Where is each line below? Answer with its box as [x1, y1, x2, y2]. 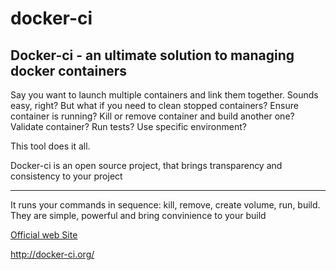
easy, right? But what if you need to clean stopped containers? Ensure [10, 100, 299, 111]
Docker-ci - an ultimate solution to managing [10, 47, 295, 64]
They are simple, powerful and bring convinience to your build [10, 210, 267, 221]
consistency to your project [10, 170, 123, 182]
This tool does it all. [10, 140, 91, 152]
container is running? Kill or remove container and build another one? [10, 110, 295, 122]
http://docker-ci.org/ [10, 248, 95, 260]
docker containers [10, 62, 128, 79]
